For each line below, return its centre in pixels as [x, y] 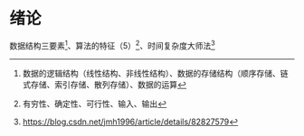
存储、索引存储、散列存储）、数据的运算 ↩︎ [109, 84]
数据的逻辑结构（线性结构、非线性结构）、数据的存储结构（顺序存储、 [151, 73]
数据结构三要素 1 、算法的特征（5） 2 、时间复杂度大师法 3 [112, 44]
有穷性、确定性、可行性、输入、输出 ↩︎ [95, 104]
